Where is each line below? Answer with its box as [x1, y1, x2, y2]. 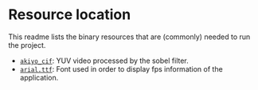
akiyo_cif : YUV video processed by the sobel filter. [19, 56, 189, 65]
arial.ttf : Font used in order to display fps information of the [19, 64, 223, 73]
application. [19, 72, 59, 82]
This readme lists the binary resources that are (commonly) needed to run [8, 32, 251, 41]
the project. [8, 40, 46, 49]
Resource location [8, 6, 131, 24]
